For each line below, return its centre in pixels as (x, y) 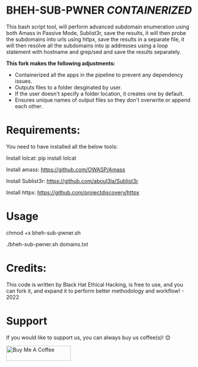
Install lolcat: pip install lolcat (41, 158)
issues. (23, 81)
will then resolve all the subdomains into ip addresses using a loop (87, 46)
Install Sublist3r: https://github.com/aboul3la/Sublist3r (72, 181)
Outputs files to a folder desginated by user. (68, 87)
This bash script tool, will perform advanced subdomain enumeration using (98, 27)
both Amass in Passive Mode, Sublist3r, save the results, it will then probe (96, 33)
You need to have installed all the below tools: (62, 146)
